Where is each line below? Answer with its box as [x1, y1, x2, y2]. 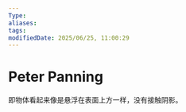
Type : [8, 11, 26, 20]
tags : [8, 26, 26, 34]
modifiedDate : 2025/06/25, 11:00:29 [8, 33, 130, 42]
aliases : [8, 19, 37, 27]
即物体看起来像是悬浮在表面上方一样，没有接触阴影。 [8, 95, 183, 105]
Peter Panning [8, 68, 103, 86]
